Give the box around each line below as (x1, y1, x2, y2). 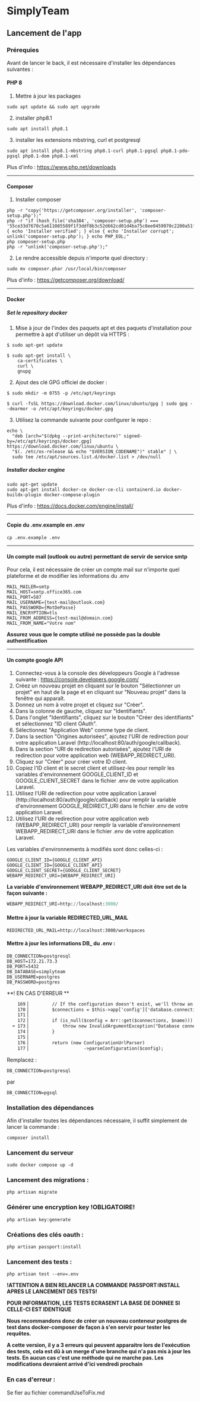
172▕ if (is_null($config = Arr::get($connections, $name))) (17, 1017, 193, 1024)
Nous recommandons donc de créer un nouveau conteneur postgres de (7, 1318, 188, 1325)
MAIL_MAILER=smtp (7, 584, 50, 590)
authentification (7, 637, 47, 645)
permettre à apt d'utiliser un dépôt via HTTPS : (15, 331, 130, 338)
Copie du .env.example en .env (7, 521, 85, 528)
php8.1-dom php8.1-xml (22, 153, 79, 159)
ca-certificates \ (17, 357, 63, 364)
